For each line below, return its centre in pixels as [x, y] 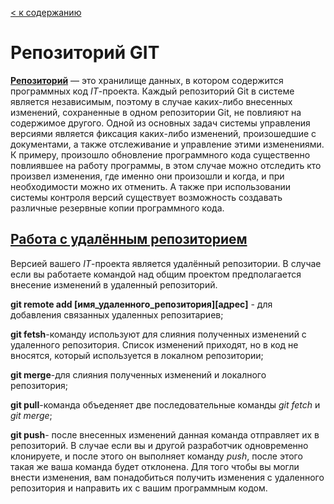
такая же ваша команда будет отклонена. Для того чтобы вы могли [155, 466]
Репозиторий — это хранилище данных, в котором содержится [147, 80]
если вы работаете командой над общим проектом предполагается [156, 274]
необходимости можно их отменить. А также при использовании [150, 186]
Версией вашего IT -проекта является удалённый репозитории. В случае [166, 263]
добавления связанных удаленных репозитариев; [117, 314]
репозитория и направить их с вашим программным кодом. [139, 488]
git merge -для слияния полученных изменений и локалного [138, 374]
